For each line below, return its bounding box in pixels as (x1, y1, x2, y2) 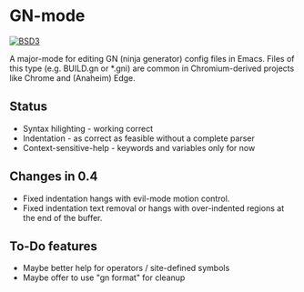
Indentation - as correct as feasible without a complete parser (22, 133, 255, 144)
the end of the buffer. (22, 212, 103, 223)
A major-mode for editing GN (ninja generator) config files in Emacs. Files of (9, 53, 295, 64)
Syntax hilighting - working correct (22, 123, 154, 134)
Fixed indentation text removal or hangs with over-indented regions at (22, 202, 285, 214)
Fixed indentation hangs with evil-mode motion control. (22, 193, 230, 204)
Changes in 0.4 (9, 169, 98, 185)
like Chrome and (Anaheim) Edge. (9, 72, 136, 83)
